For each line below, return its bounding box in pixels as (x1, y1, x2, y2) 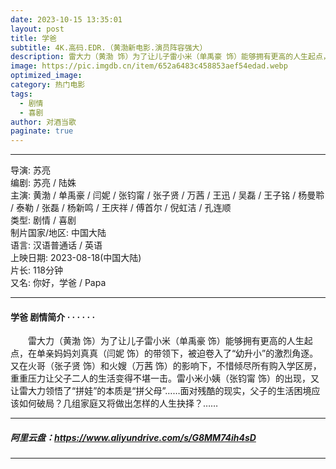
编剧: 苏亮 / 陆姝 (10, 177, 77, 189)
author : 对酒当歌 (10, 117, 77, 127)
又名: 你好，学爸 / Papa (10, 277, 107, 289)
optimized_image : (10, 71, 83, 81)
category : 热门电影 (10, 80, 86, 90)
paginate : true (10, 126, 74, 136)
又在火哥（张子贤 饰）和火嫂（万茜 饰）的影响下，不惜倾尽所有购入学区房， (10, 360, 322, 372)
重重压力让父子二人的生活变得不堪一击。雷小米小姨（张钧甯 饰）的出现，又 (10, 372, 320, 385)
